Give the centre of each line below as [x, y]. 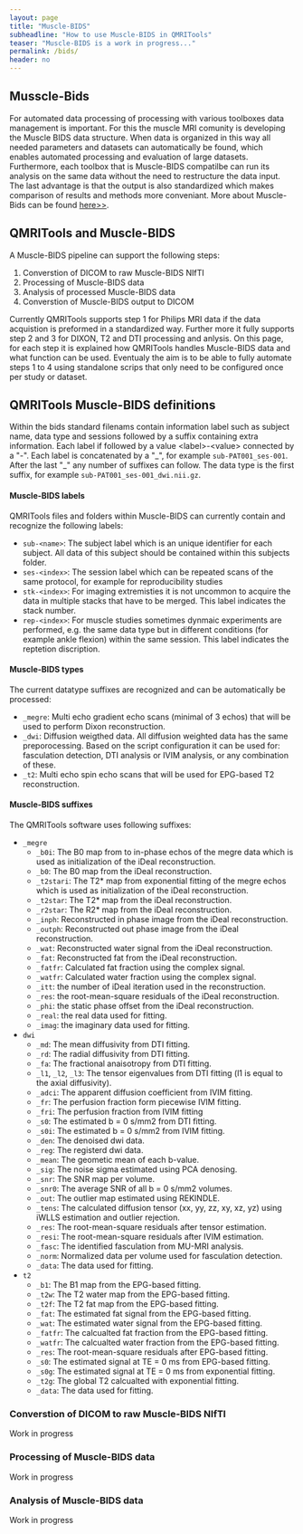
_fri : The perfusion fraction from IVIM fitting [119, 1112]
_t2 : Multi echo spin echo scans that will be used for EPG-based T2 [148, 774]
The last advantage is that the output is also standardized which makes [142, 186]
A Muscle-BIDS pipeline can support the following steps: [114, 255]
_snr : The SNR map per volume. [95, 1179]
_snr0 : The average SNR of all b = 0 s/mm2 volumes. [134, 1189]
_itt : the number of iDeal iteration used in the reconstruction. [151, 986]
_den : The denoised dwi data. [90, 1140]
